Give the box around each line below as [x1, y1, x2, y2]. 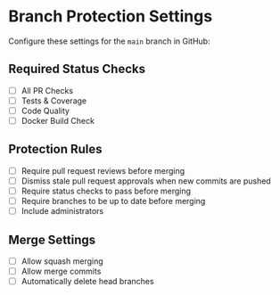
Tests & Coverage [21, 95, 86, 106]
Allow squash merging [21, 256, 103, 266]
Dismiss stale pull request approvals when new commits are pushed [21, 176, 271, 186]
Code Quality [21, 105, 70, 116]
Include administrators [21, 206, 104, 217]
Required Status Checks [8, 61, 146, 77]
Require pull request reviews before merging [21, 165, 185, 176]
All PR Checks [21, 85, 73, 95]
